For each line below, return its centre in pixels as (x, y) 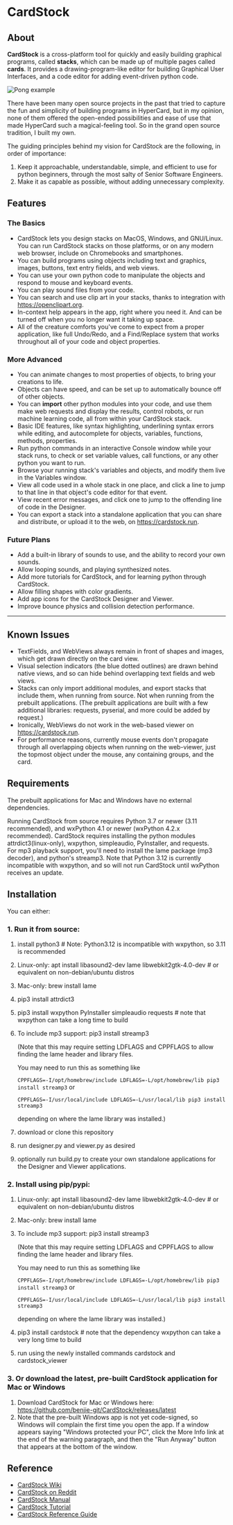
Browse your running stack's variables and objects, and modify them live (121, 470)
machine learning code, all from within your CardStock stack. (104, 418)
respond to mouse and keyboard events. (75, 282)
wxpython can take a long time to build (72, 1020)
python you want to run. (51, 462)
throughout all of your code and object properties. (89, 341)
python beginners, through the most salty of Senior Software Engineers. (120, 174)
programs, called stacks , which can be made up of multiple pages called (111, 62)
